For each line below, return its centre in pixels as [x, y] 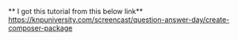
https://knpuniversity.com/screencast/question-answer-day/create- [119, 20]
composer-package [40, 28]
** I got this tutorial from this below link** [76, 11]
